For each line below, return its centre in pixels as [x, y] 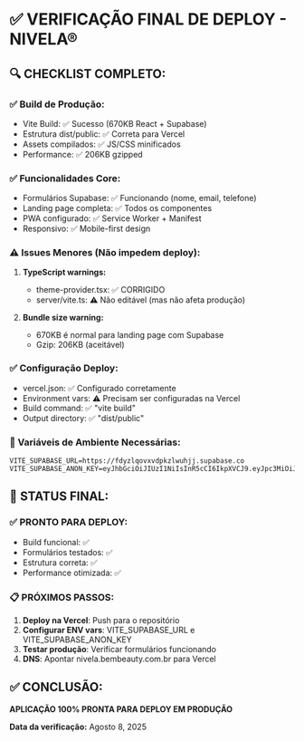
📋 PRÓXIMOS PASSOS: [62, 597]
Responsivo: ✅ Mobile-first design [86, 229]
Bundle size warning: [63, 318]
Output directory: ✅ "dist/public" [83, 418]
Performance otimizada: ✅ [72, 573]
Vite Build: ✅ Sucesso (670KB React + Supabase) [114, 123]
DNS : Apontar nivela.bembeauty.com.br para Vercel [119, 659]
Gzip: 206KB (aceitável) [80, 345]
